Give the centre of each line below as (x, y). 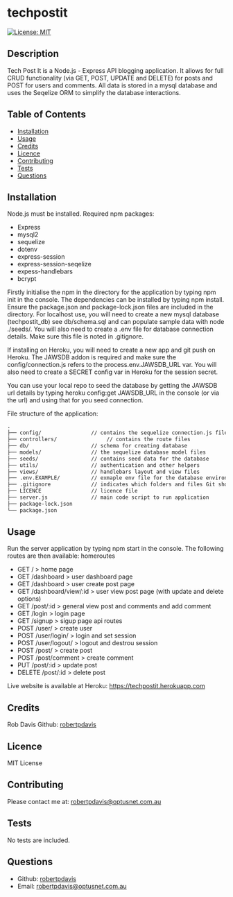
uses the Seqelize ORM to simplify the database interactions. (94, 92)
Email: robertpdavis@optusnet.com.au (72, 886)
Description (33, 54)
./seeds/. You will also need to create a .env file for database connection (110, 329)
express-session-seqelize (54, 264)
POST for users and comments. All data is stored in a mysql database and (112, 85)
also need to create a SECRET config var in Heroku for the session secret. (113, 372)
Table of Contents (47, 115)
